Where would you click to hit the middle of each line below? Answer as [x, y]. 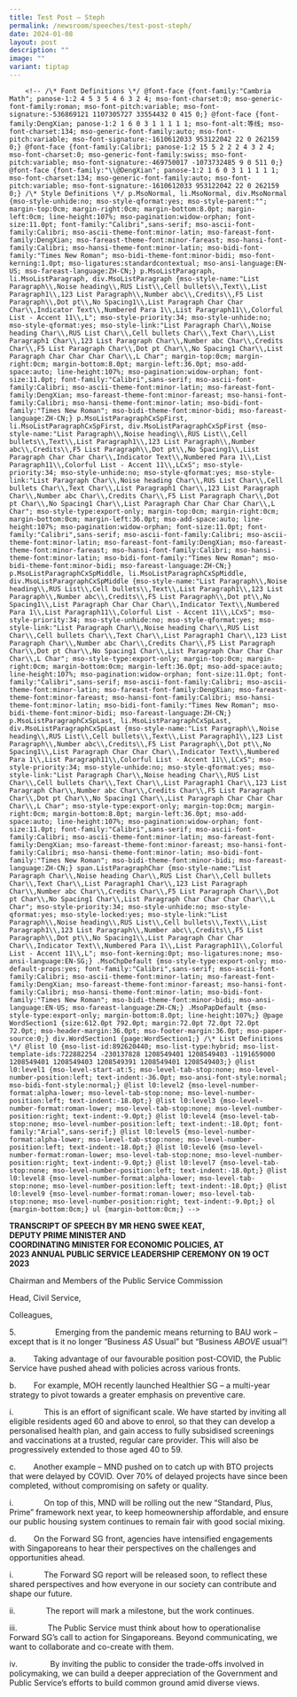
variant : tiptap [39, 67]
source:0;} [29, 1039]
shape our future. [41, 1593]
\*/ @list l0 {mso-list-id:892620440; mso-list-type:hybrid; [125, 1047]
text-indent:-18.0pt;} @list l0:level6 [142, 1147]
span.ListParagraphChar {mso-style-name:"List [164, 868]
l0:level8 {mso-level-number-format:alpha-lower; [103, 1178]
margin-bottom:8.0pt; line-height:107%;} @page [194, 1016]
